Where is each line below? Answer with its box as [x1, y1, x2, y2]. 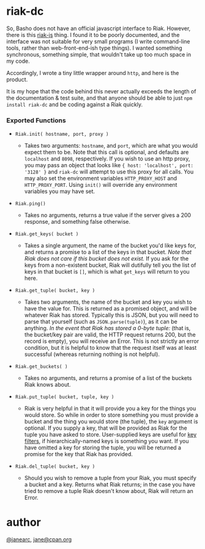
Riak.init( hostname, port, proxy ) [15, 131, 109, 138]
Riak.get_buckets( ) [15, 364, 68, 370]
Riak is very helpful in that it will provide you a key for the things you [24, 405, 196, 413]
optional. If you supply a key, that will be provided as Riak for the [24, 424, 188, 432]
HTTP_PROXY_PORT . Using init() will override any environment [24, 181, 177, 189]
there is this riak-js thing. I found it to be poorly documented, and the [6, 31, 180, 38]
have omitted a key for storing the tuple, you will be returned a [24, 444, 182, 451]
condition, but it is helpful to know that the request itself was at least [24, 344, 197, 352]
